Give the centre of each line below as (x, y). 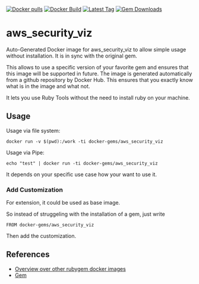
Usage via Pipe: (25, 152)
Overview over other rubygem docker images (70, 269)
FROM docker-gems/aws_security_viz (50, 225)
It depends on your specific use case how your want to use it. (82, 174)
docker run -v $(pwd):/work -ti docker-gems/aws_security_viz (85, 141)
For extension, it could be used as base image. (63, 203)
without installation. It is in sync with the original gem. (72, 56)
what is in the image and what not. (48, 86)
